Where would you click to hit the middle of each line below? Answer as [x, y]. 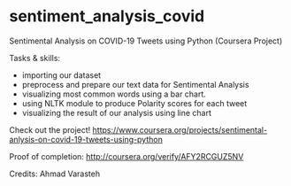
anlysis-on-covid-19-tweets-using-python [86, 139]
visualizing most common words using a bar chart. [114, 94]
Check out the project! [50, 129]
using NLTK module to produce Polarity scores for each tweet [134, 103]
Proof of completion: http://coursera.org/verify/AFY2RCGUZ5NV [126, 156]
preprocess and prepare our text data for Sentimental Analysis [135, 84]
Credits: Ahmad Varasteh [54, 174]
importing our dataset [61, 75]
